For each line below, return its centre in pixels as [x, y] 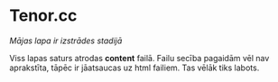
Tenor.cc [43, 16]
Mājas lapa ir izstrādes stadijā [66, 41]
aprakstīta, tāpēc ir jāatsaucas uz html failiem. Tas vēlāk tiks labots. [134, 68]
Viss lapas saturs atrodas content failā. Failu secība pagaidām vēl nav [139, 58]
